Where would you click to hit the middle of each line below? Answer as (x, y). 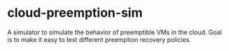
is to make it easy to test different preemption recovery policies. (99, 39)
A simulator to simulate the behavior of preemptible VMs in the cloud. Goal (114, 32)
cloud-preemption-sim (75, 13)
